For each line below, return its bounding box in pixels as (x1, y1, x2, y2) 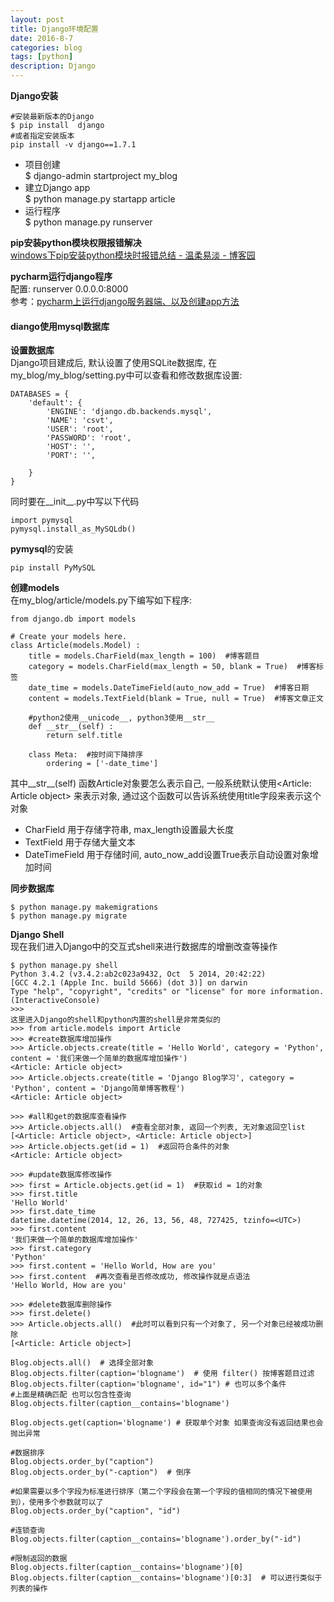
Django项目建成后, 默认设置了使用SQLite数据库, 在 (10, 357, 218, 369)
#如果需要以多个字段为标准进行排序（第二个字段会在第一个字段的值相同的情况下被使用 (10, 1487, 313, 1497)
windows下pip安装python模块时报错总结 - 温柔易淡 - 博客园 (10, 249, 256, 261)
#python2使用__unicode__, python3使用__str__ (28, 713, 215, 723)
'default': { (28, 398, 83, 408)
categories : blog (10, 42, 83, 53)
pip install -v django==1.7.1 (10, 140, 137, 150)
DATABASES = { (10, 389, 70, 400)
